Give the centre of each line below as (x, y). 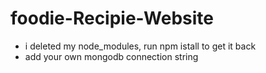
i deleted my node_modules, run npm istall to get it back (140, 46)
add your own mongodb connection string (111, 56)
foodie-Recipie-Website (112, 18)
